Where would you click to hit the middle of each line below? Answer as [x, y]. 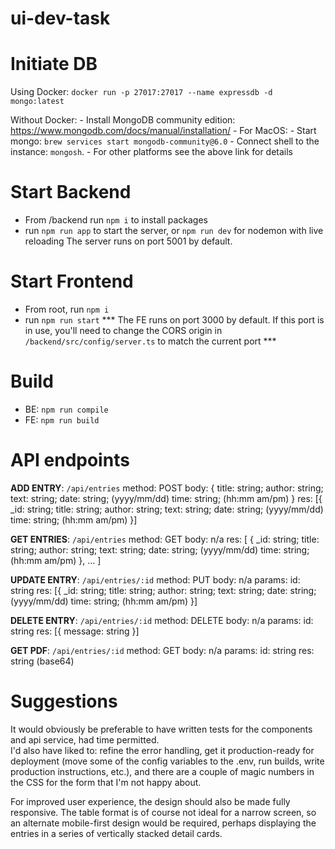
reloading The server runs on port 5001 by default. [128, 241]
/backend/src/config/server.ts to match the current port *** [150, 341]
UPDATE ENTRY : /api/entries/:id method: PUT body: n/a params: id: [155, 579]
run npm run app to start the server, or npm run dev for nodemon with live [174, 231]
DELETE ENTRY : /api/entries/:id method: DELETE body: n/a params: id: [162, 620]
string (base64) [42, 661]
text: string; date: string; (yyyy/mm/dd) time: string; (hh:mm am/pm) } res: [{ [166, 498]
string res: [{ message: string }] [75, 631]
